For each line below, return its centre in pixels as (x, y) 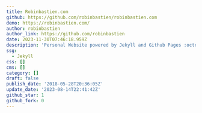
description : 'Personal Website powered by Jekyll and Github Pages (94, 45)
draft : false (23, 78)
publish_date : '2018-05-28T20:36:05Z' (55, 84)
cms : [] (16, 67)
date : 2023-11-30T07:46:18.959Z (47, 39)
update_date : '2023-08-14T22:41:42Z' (54, 90)
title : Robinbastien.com (37, 12)
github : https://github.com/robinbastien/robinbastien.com (82, 17)
